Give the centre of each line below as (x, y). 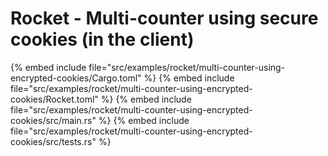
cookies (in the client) (102, 39)
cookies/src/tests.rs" (53, 141)
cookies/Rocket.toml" (54, 99)
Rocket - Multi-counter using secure (164, 18)
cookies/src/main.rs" (53, 120)
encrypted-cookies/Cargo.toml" (76, 78)
